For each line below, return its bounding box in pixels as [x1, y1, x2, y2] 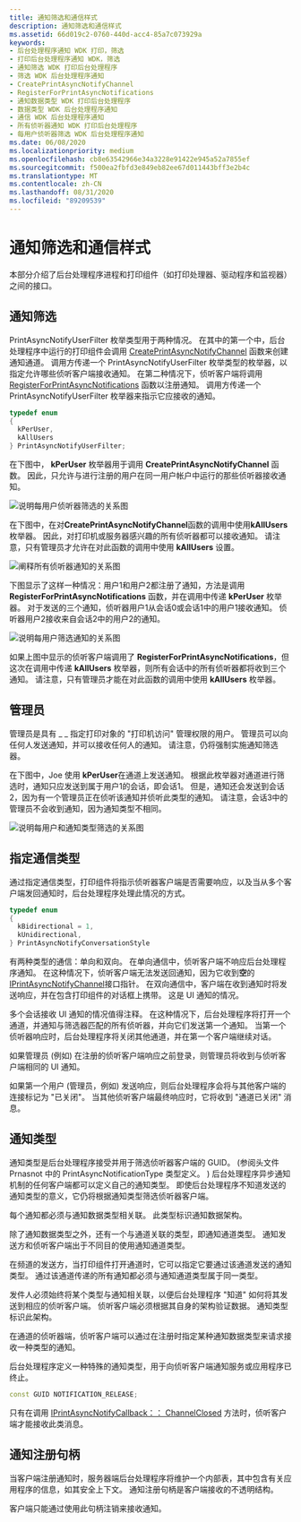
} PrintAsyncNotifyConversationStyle [9, 939, 150, 948]
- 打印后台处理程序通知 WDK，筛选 [9, 55, 121, 64]
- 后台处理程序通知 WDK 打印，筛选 [9, 47, 125, 56]
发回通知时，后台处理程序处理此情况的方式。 [24, 888, 190, 899]
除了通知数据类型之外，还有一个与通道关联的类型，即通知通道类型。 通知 [9, 1228, 279, 1239]
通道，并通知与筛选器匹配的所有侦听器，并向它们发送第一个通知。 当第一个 [9, 1020, 287, 1030]
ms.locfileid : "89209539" [9, 196, 106, 206]
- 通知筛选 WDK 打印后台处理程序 [9, 64, 118, 73]
